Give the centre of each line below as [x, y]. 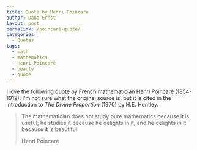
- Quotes [23, 40]
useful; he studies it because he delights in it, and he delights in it [104, 123]
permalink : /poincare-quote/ [43, 29]
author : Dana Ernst [31, 18]
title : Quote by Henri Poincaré [47, 12]
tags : [13, 46]
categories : [21, 35]
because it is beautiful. [50, 129]
